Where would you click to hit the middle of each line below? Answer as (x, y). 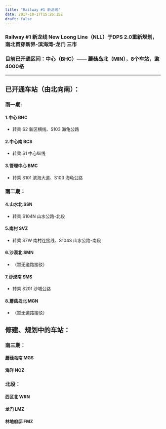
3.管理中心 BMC (21, 166)
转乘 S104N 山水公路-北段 (39, 216)
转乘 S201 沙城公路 (31, 289)
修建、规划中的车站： (38, 330)
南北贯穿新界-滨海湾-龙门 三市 (41, 44)
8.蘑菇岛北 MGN (22, 301)
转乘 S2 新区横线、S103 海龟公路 (46, 129)
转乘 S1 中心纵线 (29, 153)
